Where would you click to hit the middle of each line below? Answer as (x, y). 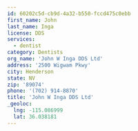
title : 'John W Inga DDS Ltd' (51, 98)
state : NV (21, 78)
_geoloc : (20, 104)
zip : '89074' (26, 85)
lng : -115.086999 (38, 110)
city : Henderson (30, 71)
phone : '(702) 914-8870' (43, 91)
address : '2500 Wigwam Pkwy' (49, 65)
